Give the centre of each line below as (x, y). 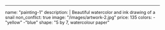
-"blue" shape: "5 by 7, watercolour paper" (66, 22)
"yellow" (14, 22)
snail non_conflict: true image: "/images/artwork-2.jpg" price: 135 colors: (79, 17)
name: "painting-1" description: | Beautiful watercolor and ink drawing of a (80, 12)
